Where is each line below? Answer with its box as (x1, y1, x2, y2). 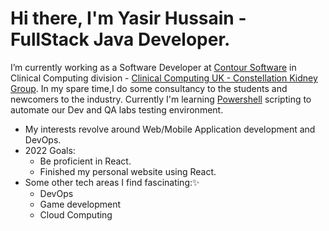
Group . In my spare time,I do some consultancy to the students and (10, 82, 288, 94)
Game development (39, 198, 122, 210)
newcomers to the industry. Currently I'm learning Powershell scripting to (10, 93, 312, 105)
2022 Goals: (24, 144, 76, 156)
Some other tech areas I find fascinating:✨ (24, 176, 200, 188)
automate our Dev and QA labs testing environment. (10, 103, 224, 116)
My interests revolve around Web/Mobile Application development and (24, 123, 316, 135)
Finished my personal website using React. (39, 165, 217, 177)
